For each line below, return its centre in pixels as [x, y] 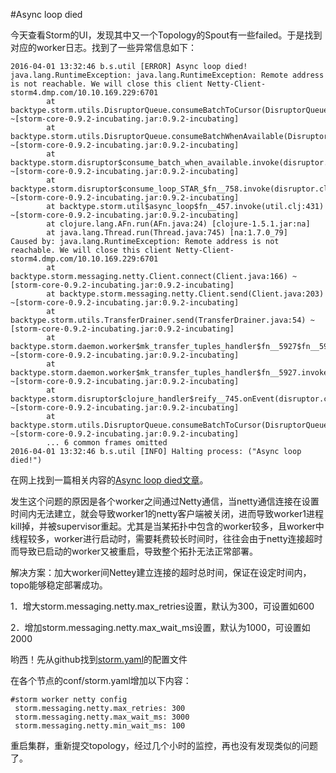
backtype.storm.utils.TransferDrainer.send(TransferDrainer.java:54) [158, 320]
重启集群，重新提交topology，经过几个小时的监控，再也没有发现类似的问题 [164, 745]
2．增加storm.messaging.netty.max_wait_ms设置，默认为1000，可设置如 [160, 627]
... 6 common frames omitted [107, 443]
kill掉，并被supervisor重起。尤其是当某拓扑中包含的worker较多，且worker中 [167, 526]
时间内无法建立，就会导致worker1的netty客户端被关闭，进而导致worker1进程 [167, 513]
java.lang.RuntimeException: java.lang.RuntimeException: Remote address [167, 75]
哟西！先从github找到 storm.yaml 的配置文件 [99, 659]
